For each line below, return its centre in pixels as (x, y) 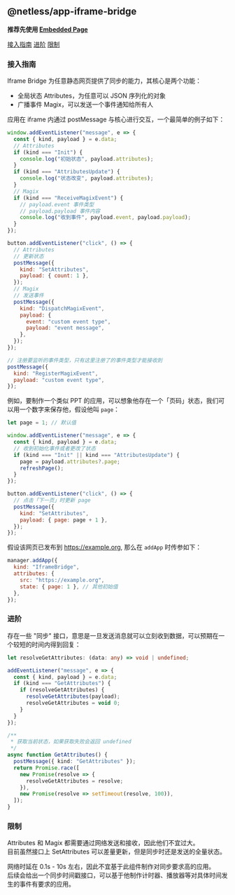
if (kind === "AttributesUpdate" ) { (67, 172)
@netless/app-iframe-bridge (72, 12)
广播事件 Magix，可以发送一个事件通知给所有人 (85, 105)
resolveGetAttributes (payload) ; (73, 697)
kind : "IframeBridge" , (47, 567)
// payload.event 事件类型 (57, 204)
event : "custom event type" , (68, 321)
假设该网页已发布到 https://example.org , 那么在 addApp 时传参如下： (105, 548)
